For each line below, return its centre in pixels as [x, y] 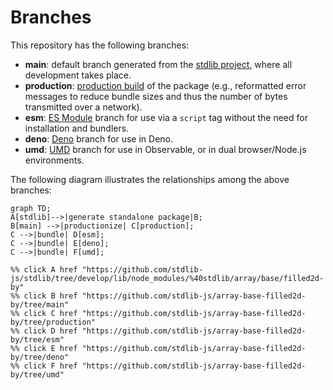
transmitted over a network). [83, 107]
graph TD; [31, 208]
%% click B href [44, 296]
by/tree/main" [40, 304]
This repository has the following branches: [100, 45]
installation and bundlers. [77, 128]
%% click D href [44, 331]
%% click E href [44, 348]
